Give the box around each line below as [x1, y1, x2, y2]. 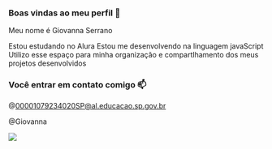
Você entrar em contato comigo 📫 [8, 79, 147, 91]
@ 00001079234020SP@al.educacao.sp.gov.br [8, 100, 166, 110]
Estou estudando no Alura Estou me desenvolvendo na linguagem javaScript [8, 41, 264, 51]
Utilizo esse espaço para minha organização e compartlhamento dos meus [8, 50, 259, 60]
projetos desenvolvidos [8, 58, 87, 68]
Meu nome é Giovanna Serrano [8, 26, 113, 36]
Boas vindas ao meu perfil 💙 [8, 7, 121, 19]
